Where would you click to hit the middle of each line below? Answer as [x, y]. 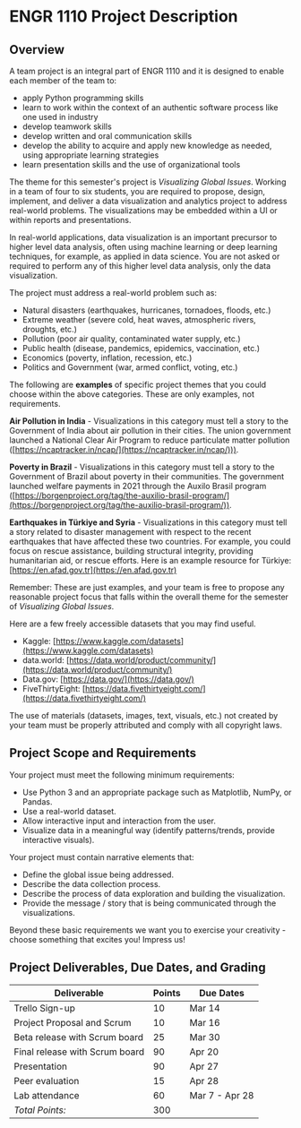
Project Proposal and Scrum [73, 1022]
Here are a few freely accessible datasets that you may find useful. [133, 624]
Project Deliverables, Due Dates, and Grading [138, 968]
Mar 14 [205, 1008]
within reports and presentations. [70, 220]
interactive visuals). [58, 840]
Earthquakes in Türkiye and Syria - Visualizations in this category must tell [148, 522]
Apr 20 [204, 1052]
